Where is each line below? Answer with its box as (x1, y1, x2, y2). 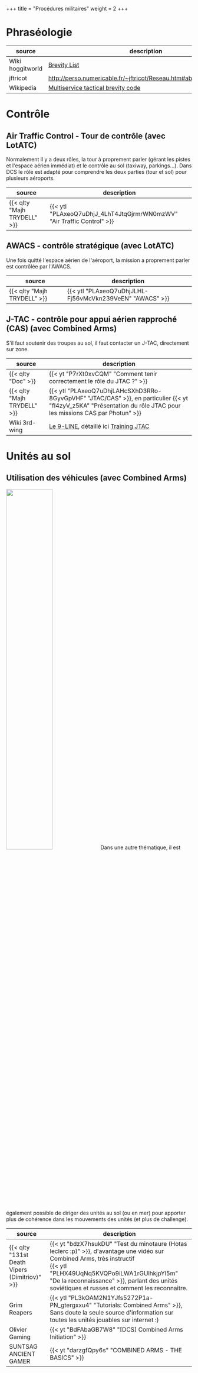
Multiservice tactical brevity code (48, 83, 141, 92)
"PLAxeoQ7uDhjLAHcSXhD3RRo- (67, 387, 162, 395)
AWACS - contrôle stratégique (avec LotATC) (6, 241, 174, 251)
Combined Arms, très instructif (49, 1254, 135, 1262)
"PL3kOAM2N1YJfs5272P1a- (68, 1293, 154, 1301)
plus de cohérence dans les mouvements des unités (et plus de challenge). (6, 1215, 189, 1223)
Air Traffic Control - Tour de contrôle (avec (6, 131, 166, 141)
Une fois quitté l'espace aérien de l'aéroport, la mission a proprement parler (6, 257, 190, 264)
